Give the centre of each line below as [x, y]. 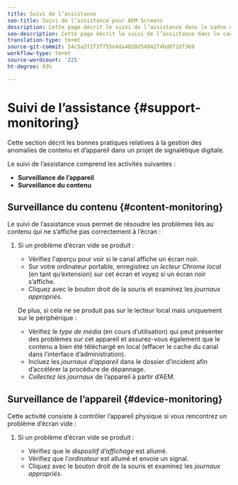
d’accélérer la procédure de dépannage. [87, 370]
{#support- [167, 108]
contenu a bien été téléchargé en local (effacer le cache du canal [123, 347]
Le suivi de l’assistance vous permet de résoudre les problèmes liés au [110, 224]
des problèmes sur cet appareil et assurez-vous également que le [124, 339]
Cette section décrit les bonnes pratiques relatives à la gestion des [104, 142]
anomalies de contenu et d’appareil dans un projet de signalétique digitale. [116, 150]
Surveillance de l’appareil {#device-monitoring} [115, 399]
